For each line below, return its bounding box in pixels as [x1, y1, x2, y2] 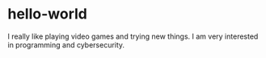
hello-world [7, 5, 88, 23]
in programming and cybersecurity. [7, 39, 125, 49]
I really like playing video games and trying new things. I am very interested [7, 31, 259, 41]
